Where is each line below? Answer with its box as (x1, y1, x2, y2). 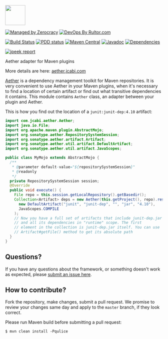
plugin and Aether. (5, 99, 43, 104)
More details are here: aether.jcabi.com (5, 68, 86, 74)
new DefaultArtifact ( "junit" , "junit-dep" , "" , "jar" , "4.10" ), (18, 201, 155, 206)
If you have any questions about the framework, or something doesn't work (5, 266, 160, 272)
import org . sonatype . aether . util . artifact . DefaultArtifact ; (5, 141, 133, 146)
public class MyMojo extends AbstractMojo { (5, 155, 99, 160)
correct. (5, 309, 21, 315)
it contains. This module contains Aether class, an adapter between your (5, 93, 154, 99)
